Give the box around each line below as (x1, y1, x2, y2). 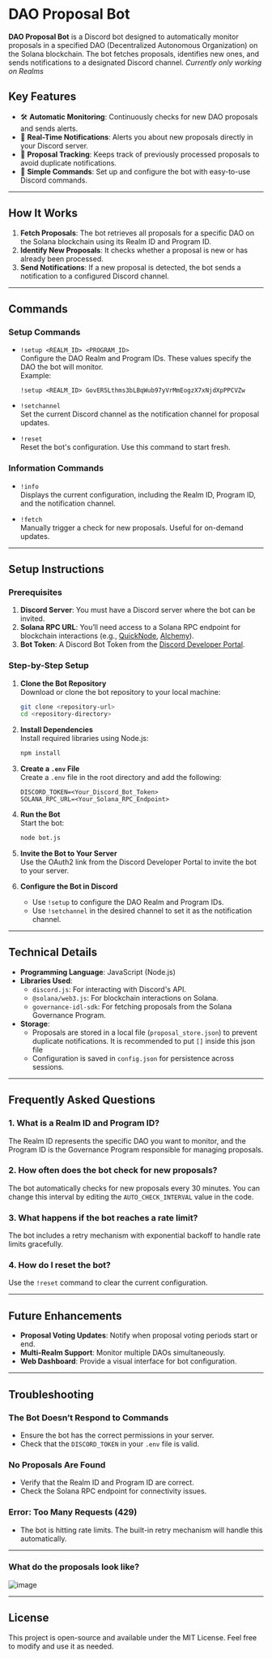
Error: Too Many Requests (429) (8, 1506, 138, 1518)
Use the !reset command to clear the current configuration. (8, 1278, 208, 1287)
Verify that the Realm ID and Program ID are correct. (19, 1478, 194, 1488)
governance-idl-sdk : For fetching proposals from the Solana (32, 1002, 232, 1011)
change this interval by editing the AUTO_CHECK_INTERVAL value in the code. (8, 1191, 254, 1201)
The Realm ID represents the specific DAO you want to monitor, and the (8, 1135, 247, 1145)
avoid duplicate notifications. (19, 157, 117, 167)
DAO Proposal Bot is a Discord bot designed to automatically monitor (8, 32, 239, 41)
